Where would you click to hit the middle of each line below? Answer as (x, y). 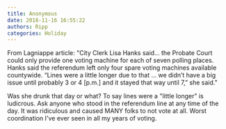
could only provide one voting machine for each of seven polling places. (111, 61)
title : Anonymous (32, 14)
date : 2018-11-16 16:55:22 (46, 20)
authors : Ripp (28, 26)
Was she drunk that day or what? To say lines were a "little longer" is (105, 96)
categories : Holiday (37, 33)
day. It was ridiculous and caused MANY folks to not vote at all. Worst (107, 111)
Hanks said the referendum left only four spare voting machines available (112, 68)
